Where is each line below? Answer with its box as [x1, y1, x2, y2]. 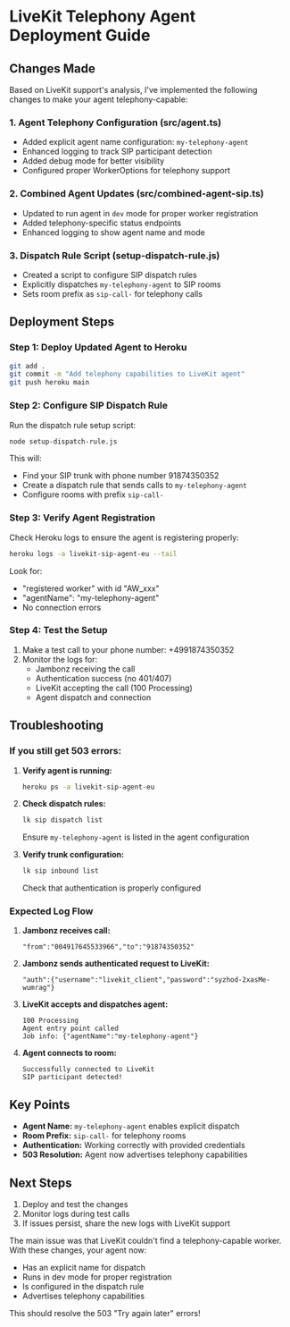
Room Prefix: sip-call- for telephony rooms [21, 1130, 186, 1141]
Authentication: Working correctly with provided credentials [21, 1140, 245, 1151]
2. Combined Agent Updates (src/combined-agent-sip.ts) [9, 188, 265, 200]
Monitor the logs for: [21, 654, 98, 664]
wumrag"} [21, 984, 55, 993]
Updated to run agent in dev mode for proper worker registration [21, 207, 259, 218]
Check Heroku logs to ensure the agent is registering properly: [9, 532, 239, 543]
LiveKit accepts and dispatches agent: [21, 999, 169, 1010]
